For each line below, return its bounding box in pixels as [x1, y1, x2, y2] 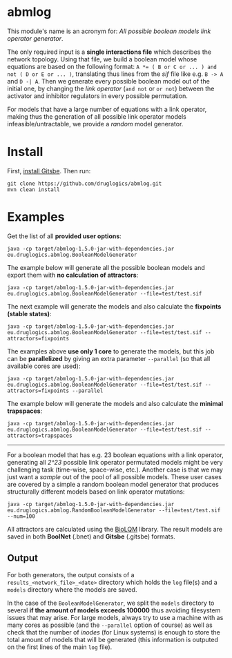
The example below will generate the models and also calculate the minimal [7, 399, 224, 407]
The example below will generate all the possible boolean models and [7, 263, 205, 271]
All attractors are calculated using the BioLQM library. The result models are [7, 525, 223, 533]
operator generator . [7, 34, 64, 42]
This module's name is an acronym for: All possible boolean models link [7, 27, 211, 35]
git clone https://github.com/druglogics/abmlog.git [7, 180, 162, 187]
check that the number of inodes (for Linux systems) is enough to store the [7, 628, 221, 636]
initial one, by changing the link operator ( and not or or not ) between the [7, 84, 215, 93]
